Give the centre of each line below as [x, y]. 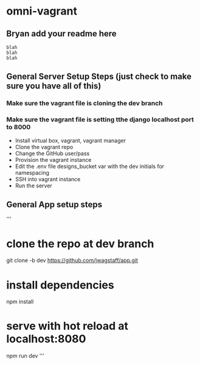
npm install [20, 302]
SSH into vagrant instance [48, 179]
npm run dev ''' [25, 356]
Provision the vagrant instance [53, 159]
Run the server [34, 186]
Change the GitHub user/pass [52, 153]
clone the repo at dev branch [80, 243]
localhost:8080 [46, 339]
